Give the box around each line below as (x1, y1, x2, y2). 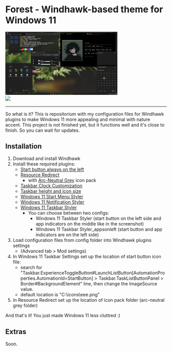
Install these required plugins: (12, 161, 76, 167)
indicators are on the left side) (35, 232, 99, 238)
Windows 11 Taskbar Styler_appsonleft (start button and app (35, 226, 163, 233)
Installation (5, 142, 42, 151)
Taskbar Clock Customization (20, 183, 83, 189)
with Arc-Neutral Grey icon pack (28, 177, 96, 183)
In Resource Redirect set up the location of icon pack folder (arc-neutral (12, 297, 165, 303)
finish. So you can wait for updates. (5, 127, 80, 133)
